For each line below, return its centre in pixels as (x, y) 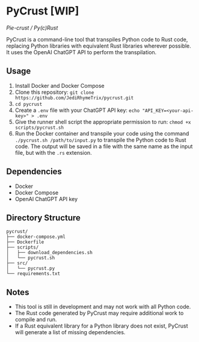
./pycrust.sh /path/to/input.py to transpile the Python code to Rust (100, 140)
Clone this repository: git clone (54, 92)
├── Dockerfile (25, 242)
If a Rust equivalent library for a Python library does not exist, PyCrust (101, 326)
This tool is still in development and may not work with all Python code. (103, 307)
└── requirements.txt (33, 274)
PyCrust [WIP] (43, 11)
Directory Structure (44, 218)
